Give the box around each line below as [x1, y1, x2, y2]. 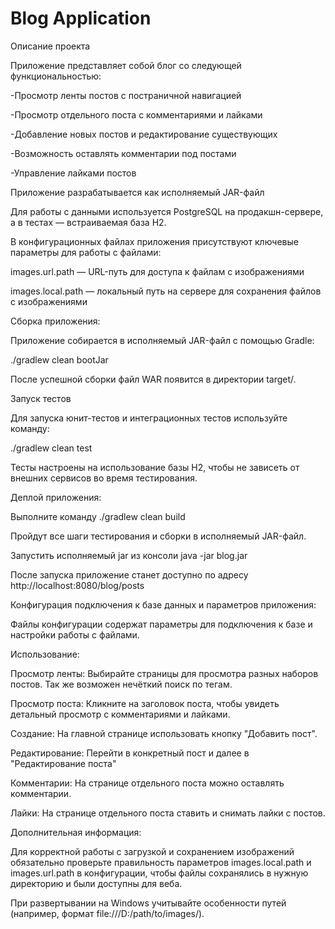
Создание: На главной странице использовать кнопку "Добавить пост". [10, 727, 318, 739]
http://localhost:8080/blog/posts [10, 579, 145, 591]
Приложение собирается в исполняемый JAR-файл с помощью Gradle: [10, 334, 315, 346]
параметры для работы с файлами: [10, 246, 162, 258]
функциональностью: [10, 70, 102, 82]
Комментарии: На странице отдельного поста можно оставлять [10, 777, 285, 789]
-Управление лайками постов [10, 167, 137, 179]
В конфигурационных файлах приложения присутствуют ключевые [10, 235, 299, 247]
